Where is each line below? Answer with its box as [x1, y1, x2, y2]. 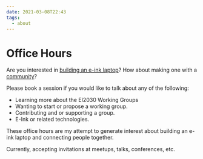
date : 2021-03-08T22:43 [6, 8, 67, 15]
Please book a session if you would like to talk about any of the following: [6, 84, 189, 92]
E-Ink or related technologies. [15, 116, 90, 123]
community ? [6, 73, 38, 80]
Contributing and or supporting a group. [15, 109, 115, 117]
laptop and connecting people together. [15, 134, 114, 141]
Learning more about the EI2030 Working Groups [15, 96, 139, 104]
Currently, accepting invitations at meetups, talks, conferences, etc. [6, 146, 176, 153]
